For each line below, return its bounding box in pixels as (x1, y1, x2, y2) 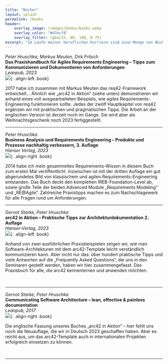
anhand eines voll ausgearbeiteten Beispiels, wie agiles (5, 95, 119, 101)
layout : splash (5, 12, 37, 17)
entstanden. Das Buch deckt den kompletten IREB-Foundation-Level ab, (5, 178, 153, 185)
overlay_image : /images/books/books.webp (14, 26, 101, 31)
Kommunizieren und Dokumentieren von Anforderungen (5, 64, 125, 70)
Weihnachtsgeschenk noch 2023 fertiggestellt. (5, 117, 102, 123)
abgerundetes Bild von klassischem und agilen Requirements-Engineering (5, 173, 157, 179)
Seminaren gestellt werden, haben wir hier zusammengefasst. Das (5, 262, 142, 268)
